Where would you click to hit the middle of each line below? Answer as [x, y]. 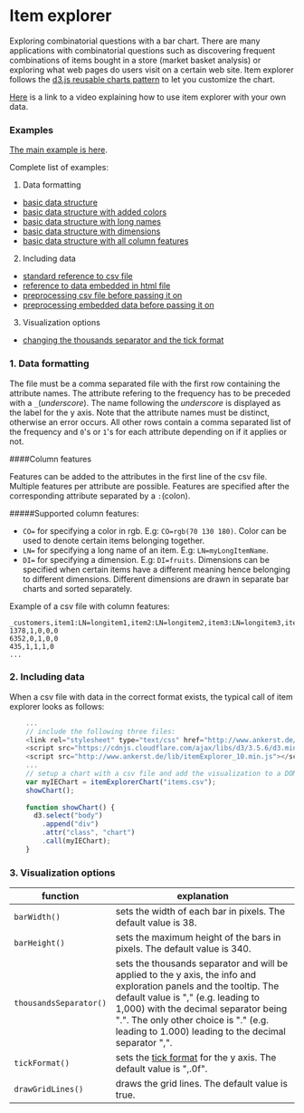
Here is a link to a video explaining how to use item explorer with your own [148, 97]
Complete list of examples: [59, 168]
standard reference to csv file [77, 276]
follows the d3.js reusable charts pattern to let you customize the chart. [142, 79]
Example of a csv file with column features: [90, 606]
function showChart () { [71, 808]
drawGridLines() [49, 1089]
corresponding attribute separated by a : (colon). [100, 496]
